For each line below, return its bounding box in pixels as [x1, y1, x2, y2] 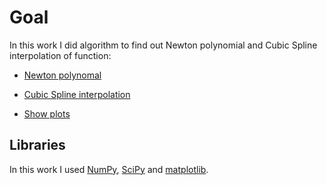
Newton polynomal [23, 69, 102, 81]
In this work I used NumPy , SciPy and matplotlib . [9, 163, 209, 175]
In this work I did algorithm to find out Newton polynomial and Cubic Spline [9, 39, 318, 51]
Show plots [23, 107, 71, 120]
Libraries [9, 137, 66, 154]
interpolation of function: [9, 49, 112, 61]
